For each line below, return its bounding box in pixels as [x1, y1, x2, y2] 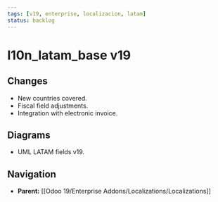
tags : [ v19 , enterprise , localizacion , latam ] [7, 10, 146, 18]
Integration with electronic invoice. [17, 108, 118, 117]
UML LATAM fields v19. [17, 148, 85, 156]
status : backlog [7, 17, 55, 24]
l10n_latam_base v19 [7, 47, 132, 63]
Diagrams [7, 129, 51, 141]
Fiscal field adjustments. [17, 101, 89, 110]
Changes [7, 75, 48, 87]
